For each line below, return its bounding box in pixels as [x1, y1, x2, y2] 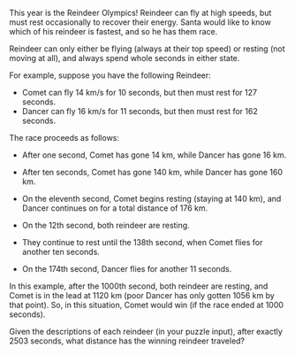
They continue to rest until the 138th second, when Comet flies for [21, 237, 263, 247]
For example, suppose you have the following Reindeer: [9, 70, 212, 81]
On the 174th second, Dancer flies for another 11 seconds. [21, 264, 232, 274]
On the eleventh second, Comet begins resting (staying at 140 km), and [21, 194, 282, 204]
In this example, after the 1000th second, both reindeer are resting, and [9, 281, 269, 291]
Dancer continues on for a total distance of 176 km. [21, 203, 208, 213]
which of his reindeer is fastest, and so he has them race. [9, 27, 218, 36]
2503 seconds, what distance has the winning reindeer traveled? [9, 336, 246, 346]
